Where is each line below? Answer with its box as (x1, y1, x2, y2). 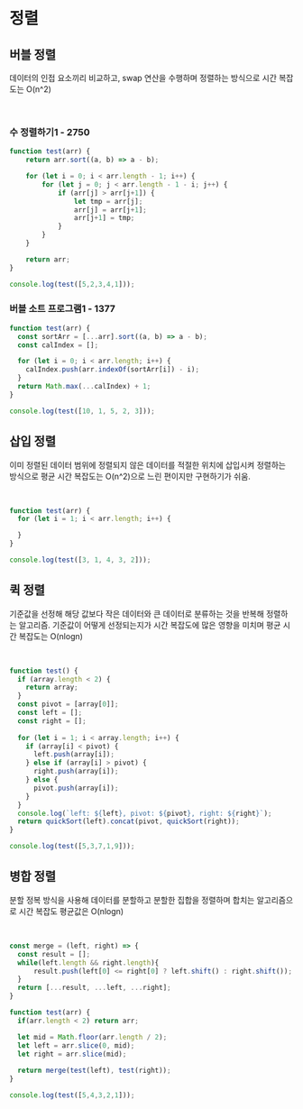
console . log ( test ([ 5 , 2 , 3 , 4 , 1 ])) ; (9, 280, 135, 289)
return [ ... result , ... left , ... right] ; (17, 984, 171, 993)
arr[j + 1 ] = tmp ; (73, 214, 135, 223)
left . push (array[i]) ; (32, 750, 115, 759)
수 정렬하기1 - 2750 (9, 125, 90, 138)
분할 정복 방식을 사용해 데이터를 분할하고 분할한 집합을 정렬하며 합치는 (9, 894, 255, 905)
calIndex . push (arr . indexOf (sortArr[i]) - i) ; (25, 365, 200, 374)
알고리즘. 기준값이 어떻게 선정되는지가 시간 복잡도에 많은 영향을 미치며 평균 (18, 619, 281, 630)
